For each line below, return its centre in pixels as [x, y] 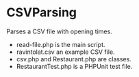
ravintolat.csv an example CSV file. [65, 52]
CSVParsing [41, 13]
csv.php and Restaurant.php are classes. [74, 59]
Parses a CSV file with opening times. [59, 31]
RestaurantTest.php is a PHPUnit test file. [74, 66]
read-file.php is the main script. [61, 44]
